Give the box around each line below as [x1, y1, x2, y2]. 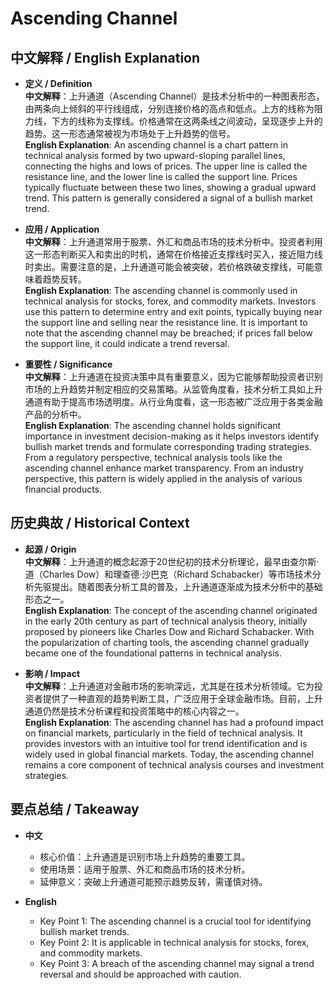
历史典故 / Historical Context [10, 515, 190, 532]
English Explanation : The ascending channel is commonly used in [24, 285, 298, 296]
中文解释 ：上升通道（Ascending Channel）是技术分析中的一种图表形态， [24, 90, 325, 102]
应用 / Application [24, 223, 100, 235]
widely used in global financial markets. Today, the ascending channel [24, 748, 314, 760]
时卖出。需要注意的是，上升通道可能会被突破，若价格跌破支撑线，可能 [24, 261, 315, 272]
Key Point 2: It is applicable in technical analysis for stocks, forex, [39, 936, 310, 948]
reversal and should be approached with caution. [39, 968, 242, 980]
